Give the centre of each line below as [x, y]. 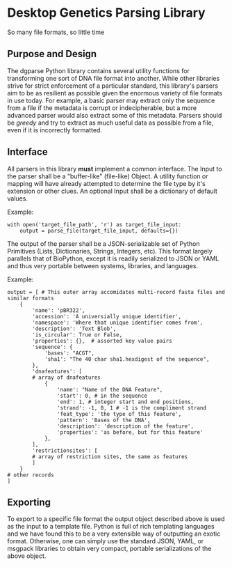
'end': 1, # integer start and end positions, [125, 402]
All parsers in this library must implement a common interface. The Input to [115, 169]
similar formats [31, 298]
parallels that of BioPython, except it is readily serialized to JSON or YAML [113, 258]
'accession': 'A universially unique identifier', [107, 316]
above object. [27, 556]
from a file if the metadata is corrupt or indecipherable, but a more [102, 108]
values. [17, 198]
